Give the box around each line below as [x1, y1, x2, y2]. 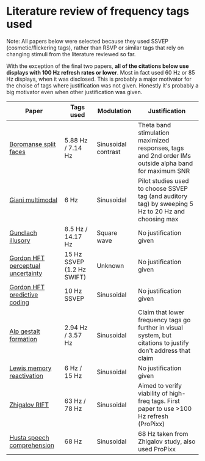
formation [9, 334, 38, 343]
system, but [138, 331, 172, 339]
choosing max [138, 215, 179, 223]
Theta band [138, 120, 171, 129]
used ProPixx [138, 444, 176, 453]
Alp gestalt [9, 327, 41, 336]
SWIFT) [64, 273, 87, 281]
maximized [138, 136, 170, 144]
